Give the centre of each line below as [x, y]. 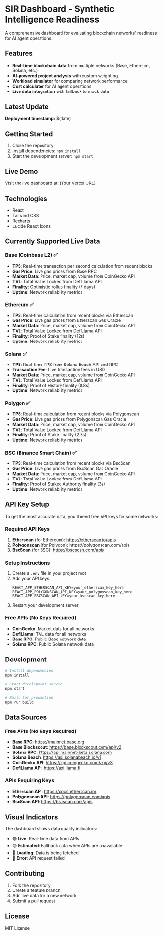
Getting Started [29, 134]
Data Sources [26, 718]
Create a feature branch [36, 890]
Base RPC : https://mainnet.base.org [48, 742]
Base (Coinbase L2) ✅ [31, 255]
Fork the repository [31, 885]
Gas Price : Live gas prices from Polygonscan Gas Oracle [69, 419]
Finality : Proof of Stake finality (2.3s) [49, 434]
